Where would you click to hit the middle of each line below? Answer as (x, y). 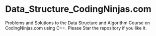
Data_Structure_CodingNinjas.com (78, 9)
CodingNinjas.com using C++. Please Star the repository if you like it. (76, 28)
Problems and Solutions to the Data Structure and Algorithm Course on (78, 23)
